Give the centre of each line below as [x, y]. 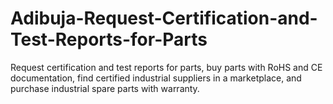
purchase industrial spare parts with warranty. [105, 88]
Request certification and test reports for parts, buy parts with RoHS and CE [166, 67]
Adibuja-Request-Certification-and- [164, 18]
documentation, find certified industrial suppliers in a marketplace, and [156, 78]
